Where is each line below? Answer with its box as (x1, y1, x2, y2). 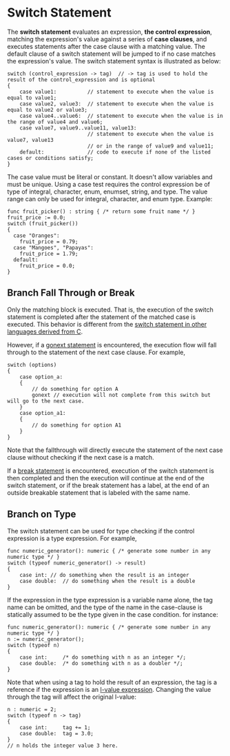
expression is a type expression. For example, (7, 534, 138, 542)
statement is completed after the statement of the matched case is (7, 312, 196, 321)
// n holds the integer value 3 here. (7, 742, 118, 749)
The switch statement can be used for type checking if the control (7, 527, 195, 535)
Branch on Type (7, 509, 76, 520)
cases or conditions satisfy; (7, 154, 94, 161)
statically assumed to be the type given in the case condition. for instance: (7, 610, 218, 618)
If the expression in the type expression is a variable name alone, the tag (7, 595, 213, 604)
